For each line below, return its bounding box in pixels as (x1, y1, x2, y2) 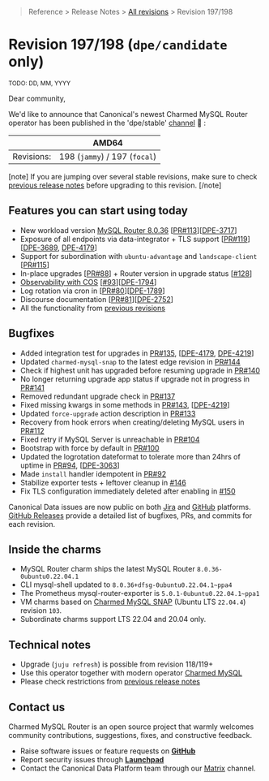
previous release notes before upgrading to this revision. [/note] (8, 180, 222, 190)
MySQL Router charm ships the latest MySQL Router (19, 564, 196, 574)
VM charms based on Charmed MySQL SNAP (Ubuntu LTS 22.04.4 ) (19, 597, 246, 607)
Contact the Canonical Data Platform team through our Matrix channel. (19, 763, 256, 773)
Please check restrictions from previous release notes (19, 677, 201, 687)
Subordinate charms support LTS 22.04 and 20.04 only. (19, 615, 207, 624)
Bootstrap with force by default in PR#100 (19, 442, 160, 453)
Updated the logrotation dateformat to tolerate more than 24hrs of (19, 451, 241, 461)
